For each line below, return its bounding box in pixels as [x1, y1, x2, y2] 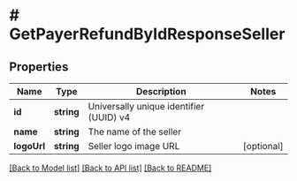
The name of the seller [88, 125, 182, 138]
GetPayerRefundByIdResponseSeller [9, 24, 286, 44]
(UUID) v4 [88, 111, 131, 124]
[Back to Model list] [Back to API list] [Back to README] [9, 162, 212, 173]
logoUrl [13, 140, 46, 152]
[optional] [242, 140, 284, 152]
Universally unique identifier [88, 101, 205, 112]
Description [135, 86, 187, 97]
